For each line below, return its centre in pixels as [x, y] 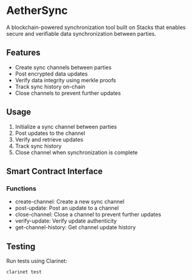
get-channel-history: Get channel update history [75, 227]
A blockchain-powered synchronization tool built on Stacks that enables [96, 27]
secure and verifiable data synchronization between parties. [81, 33]
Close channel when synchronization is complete [76, 152]
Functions [21, 188]
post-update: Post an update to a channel [67, 208]
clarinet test [24, 272]
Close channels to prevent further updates [68, 93]
